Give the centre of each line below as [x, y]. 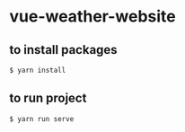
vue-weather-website [93, 17]
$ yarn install [38, 70]
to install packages [64, 50]
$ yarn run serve [42, 119]
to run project [48, 98]
